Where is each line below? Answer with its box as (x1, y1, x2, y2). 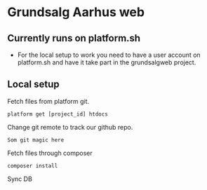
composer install (7, 162, 58, 169)
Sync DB (7, 175, 33, 183)
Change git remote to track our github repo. (7, 123, 133, 131)
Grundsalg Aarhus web (7, 4, 145, 20)
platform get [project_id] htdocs (7, 110, 109, 118)
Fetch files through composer (7, 149, 93, 157)
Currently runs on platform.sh (7, 32, 141, 44)
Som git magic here (7, 136, 65, 144)
